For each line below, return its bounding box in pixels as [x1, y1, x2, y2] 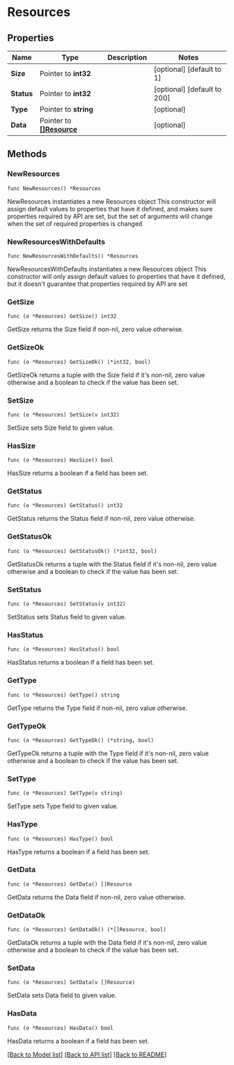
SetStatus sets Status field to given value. [7, 613, 127, 621]
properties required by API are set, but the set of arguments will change [7, 212, 213, 220]
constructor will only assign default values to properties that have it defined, [7, 272, 226, 280]
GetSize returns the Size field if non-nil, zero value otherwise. [7, 325, 184, 333]
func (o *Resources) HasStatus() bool [7, 646, 120, 653]
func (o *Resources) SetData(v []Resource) [7, 979, 136, 986]
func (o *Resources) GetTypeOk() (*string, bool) [7, 737, 155, 743]
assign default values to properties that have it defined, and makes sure [7, 204, 213, 213]
